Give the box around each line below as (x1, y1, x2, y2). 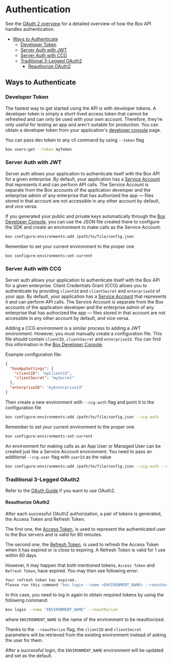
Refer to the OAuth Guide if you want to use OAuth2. (5, 487, 116, 493)
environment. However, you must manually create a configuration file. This (5, 330, 162, 336)
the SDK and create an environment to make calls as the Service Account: (5, 224, 161, 230)
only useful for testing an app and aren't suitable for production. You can (5, 122, 159, 128)
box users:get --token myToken (5, 147, 72, 152)
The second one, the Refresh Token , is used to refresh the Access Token (5, 541, 159, 548)
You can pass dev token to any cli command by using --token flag (5, 137, 144, 143)
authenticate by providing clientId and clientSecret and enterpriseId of (5, 288, 160, 294)
